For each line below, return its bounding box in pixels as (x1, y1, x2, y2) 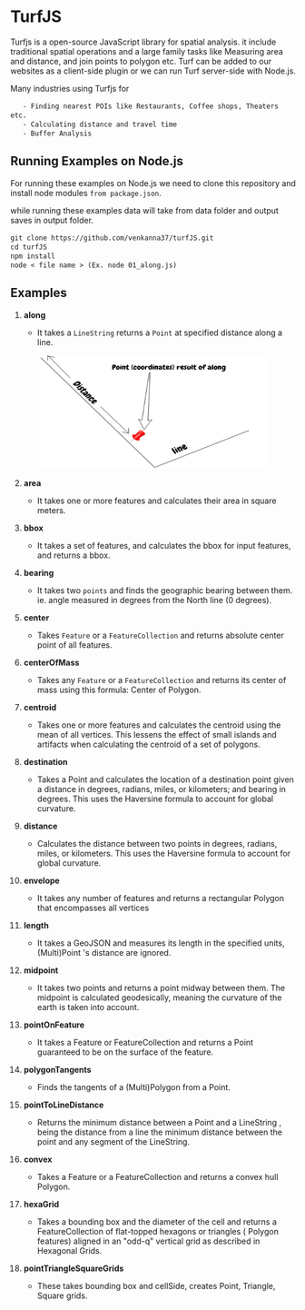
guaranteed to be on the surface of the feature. (36, 1047, 214, 1057)
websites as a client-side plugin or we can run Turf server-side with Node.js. (10, 65, 296, 76)
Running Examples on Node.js (10, 154, 184, 169)
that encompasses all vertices (36, 902, 150, 913)
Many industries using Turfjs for (10, 83, 130, 94)
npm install (10, 252, 55, 261)
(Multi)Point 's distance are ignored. (36, 947, 172, 958)
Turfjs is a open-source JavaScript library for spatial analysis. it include (10, 36, 277, 47)
